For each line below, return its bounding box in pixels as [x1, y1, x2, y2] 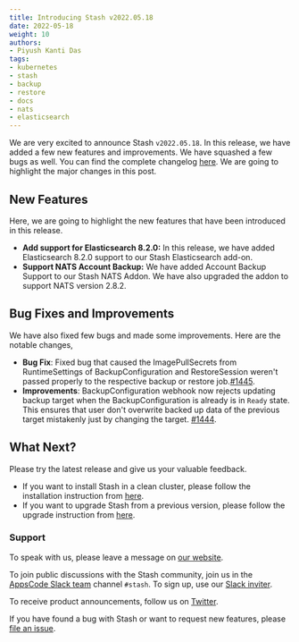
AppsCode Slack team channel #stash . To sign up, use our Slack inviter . [9, 579, 273, 589]
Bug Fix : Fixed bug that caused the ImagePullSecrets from [21, 357, 237, 367]
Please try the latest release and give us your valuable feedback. [9, 463, 247, 474]
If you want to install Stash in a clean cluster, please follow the [21, 480, 252, 492]
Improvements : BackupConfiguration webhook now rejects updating [21, 385, 276, 396]
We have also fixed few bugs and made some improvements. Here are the [9, 330, 281, 341]
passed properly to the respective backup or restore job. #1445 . [21, 376, 256, 386]
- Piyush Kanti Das [9, 46, 82, 55]
